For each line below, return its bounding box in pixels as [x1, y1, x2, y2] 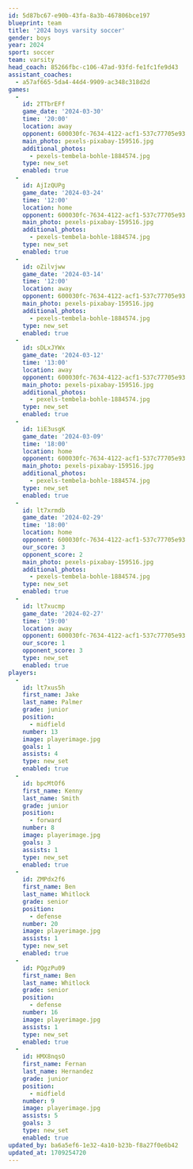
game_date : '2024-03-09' [22, 432, 104, 441]
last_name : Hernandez [22, 1067, 93, 1075]
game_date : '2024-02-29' [22, 514, 104, 522]
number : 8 [22, 824, 55, 832]
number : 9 [22, 1097, 55, 1105]
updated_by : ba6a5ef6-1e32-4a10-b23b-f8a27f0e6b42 [8, 1141, 179, 1149]
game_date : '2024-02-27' [22, 609, 104, 618]
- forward [28, 816, 62, 824]
